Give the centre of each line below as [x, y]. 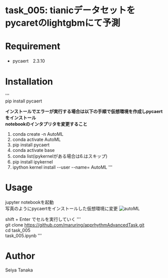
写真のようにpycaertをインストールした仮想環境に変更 [62, 208]
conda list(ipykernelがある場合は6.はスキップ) [60, 156]
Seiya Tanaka [19, 270]
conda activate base [33, 150]
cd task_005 [18, 230]
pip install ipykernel [33, 162]
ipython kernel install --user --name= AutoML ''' [62, 168]
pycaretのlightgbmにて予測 [63, 23]
